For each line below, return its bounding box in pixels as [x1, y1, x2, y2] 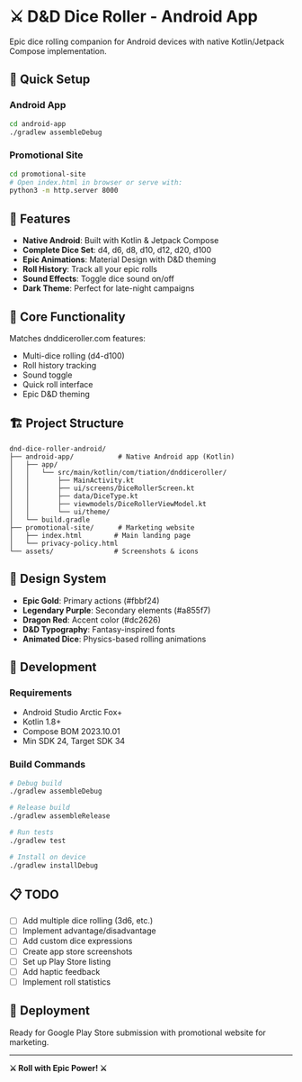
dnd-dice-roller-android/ [9, 444, 106, 453]
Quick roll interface [22, 378, 93, 389]
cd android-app [9, 119, 67, 128]
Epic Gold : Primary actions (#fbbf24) [22, 595, 160, 605]
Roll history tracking [22, 359, 97, 370]
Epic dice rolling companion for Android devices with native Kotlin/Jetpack [9, 36, 285, 47]
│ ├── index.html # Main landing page [9, 531, 191, 540]
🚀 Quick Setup [9, 72, 91, 87]
